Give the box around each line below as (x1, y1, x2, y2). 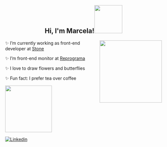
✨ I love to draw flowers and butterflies (5, 65, 85, 71)
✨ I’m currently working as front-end (5, 40, 81, 46)
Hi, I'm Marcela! (44, 27, 94, 35)
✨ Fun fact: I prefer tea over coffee (5, 75, 77, 81)
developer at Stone (5, 45, 44, 51)
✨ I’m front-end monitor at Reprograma (5, 55, 85, 61)
